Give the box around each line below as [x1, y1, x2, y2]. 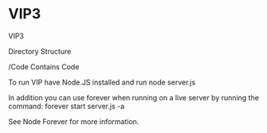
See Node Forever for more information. [8, 116, 139, 126]
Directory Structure [8, 46, 72, 56]
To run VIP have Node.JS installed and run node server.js [8, 77, 196, 87]
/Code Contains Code [8, 61, 80, 72]
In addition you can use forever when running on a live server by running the [8, 92, 259, 102]
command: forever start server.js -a [8, 101, 125, 111]
